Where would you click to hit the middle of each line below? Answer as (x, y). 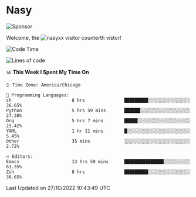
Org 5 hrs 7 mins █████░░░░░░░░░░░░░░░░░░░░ (98, 120)
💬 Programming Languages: (38, 95)
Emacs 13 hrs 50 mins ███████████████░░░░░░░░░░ (98, 161)
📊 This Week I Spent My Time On (48, 72)
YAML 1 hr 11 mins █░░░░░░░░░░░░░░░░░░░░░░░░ (98, 131)
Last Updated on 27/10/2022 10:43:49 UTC (58, 188)
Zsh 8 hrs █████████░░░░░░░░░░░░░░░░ (98, 172)
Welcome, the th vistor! (64, 37)
